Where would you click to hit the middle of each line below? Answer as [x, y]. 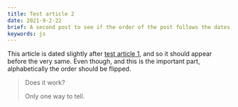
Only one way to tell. [55, 96]
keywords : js [27, 34]
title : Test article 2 [41, 14]
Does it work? [45, 83]
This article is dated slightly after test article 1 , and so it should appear [110, 54]
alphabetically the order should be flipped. [69, 69]
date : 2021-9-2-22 [34, 21]
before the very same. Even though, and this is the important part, [104, 62]
